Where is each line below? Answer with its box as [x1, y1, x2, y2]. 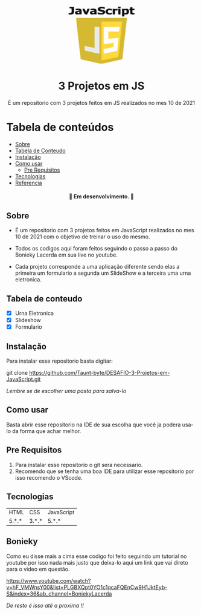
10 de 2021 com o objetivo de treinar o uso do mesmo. [14, 233, 150, 240]
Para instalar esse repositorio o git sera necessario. [14, 461, 143, 468]
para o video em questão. [6, 565, 70, 573]
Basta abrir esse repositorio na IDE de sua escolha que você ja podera [6, 421, 181, 428]
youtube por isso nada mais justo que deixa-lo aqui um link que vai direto [6, 559, 188, 566]
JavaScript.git [6, 375, 41, 383]
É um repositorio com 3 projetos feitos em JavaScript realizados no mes [14, 227, 194, 234]
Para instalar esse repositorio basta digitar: [6, 357, 113, 365]
